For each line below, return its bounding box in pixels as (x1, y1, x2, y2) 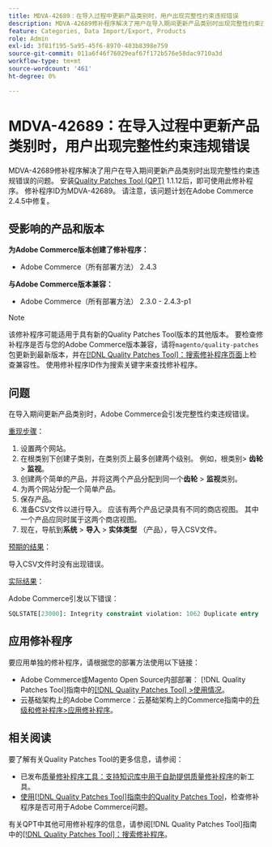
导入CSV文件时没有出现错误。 (8, 559, 108, 569)
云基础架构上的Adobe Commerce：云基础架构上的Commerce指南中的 (19, 694, 253, 704)
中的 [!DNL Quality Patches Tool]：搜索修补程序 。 (8, 829, 172, 839)
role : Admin (8, 34, 49, 43)
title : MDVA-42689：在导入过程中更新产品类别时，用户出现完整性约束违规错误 (8, 11, 239, 20)
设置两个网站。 (19, 444, 70, 454)
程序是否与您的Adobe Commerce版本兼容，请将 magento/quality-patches (15, 340, 259, 350)
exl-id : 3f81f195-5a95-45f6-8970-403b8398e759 (8, 42, 168, 50)
